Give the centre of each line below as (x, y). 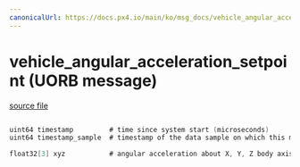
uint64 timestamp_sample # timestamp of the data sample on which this (147, 138)
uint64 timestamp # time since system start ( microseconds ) (139, 129)
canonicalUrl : (36, 17)
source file (29, 105)
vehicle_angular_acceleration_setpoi (148, 61)
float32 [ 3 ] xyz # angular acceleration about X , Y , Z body (142, 154)
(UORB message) (93, 80)
